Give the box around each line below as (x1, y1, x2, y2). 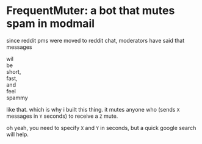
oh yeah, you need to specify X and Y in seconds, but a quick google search (6, 124, 197, 131)
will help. (6, 131, 29, 138)
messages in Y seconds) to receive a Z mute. (6, 112, 118, 120)
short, (6, 68, 21, 75)
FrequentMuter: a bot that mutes (6, 4, 175, 18)
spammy (6, 94, 29, 101)
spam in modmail (6, 16, 95, 31)
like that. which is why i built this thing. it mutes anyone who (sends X (6, 106, 180, 113)
